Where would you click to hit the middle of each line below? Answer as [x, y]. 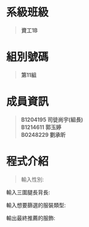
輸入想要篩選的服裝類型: [36, 205]
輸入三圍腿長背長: [28, 192]
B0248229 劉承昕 [43, 134]
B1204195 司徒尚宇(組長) [52, 119]
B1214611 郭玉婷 [41, 127]
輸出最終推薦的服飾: [31, 218]
